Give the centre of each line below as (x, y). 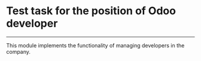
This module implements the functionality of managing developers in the (95, 45)
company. (19, 52)
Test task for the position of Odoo (91, 11)
